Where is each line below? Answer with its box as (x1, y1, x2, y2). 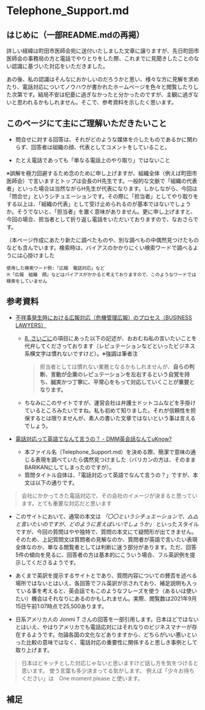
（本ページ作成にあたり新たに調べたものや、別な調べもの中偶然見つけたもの (6, 236, 199, 243)
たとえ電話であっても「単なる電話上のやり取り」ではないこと (15, 156, 171, 163)
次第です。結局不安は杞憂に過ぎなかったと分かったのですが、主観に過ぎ (11, 91, 194, 98)
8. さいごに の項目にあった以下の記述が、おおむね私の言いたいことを (24, 334, 197, 341)
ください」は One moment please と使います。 (21, 674, 143, 682)
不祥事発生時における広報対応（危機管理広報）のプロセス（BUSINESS (15, 314, 193, 321)
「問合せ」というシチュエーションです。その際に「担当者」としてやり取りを (6, 192, 199, 200)
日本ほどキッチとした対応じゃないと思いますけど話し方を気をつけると (21, 659, 199, 666)
